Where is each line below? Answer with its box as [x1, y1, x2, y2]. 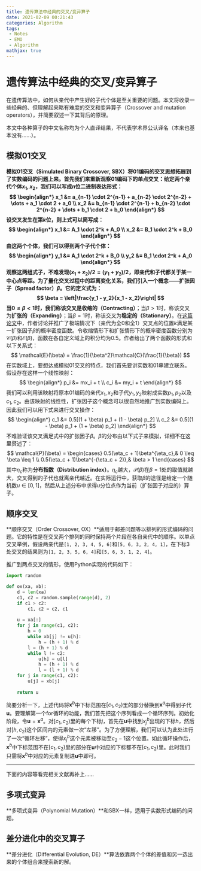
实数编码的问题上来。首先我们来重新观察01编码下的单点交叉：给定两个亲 [11, 175, 190, 183]
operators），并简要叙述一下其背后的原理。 [6, 111, 112, 119]
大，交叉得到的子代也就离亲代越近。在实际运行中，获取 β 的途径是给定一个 [6, 474, 188, 482]
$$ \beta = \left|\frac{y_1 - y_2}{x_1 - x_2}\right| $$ [36, 295, 165, 302]
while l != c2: [28, 650, 66, 656]
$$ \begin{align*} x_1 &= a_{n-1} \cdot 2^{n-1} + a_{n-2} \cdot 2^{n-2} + [9, 193, 192, 201]
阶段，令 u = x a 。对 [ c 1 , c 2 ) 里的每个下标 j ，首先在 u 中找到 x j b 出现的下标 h [6, 717, 179, 726]
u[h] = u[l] [38, 656, 68, 662]
